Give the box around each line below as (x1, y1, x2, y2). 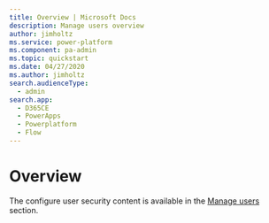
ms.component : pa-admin (9, 46, 97, 55)
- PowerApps (17, 111, 62, 120)
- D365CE (17, 104, 50, 112)
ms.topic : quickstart (9, 54, 89, 63)
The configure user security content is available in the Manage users (9, 196, 260, 206)
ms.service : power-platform (9, 37, 113, 47)
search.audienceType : (9, 79, 89, 88)
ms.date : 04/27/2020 (9, 63, 86, 72)
